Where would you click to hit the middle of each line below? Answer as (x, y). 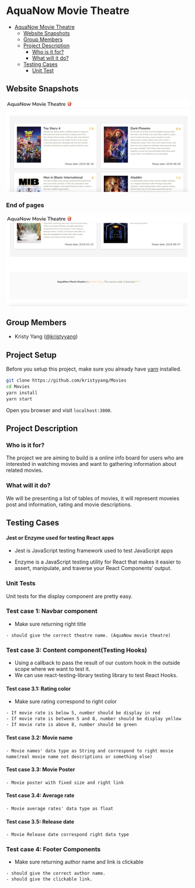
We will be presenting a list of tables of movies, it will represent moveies (93, 498)
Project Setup (32, 355)
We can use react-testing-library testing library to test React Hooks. (96, 675)
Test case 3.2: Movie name (39, 737)
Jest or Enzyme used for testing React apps (60, 538)
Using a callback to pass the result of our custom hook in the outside (97, 663)
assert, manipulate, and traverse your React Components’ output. (93, 568)
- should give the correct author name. (56, 873)
